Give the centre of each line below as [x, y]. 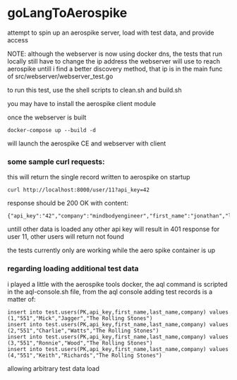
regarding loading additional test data [73, 268]
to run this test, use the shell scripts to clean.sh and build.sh [95, 90]
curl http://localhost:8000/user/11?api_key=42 [79, 190]
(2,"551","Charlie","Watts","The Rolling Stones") [83, 331]
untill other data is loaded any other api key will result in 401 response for [114, 229]
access [18, 40]
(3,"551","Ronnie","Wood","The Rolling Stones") [80, 343]
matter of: [22, 299]
